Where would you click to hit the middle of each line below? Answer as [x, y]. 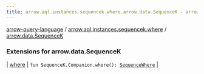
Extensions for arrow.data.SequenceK [64, 51]
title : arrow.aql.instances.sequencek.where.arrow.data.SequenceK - [95, 12]
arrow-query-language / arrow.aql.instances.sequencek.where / [87, 29]
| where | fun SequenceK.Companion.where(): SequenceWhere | [83, 64]
